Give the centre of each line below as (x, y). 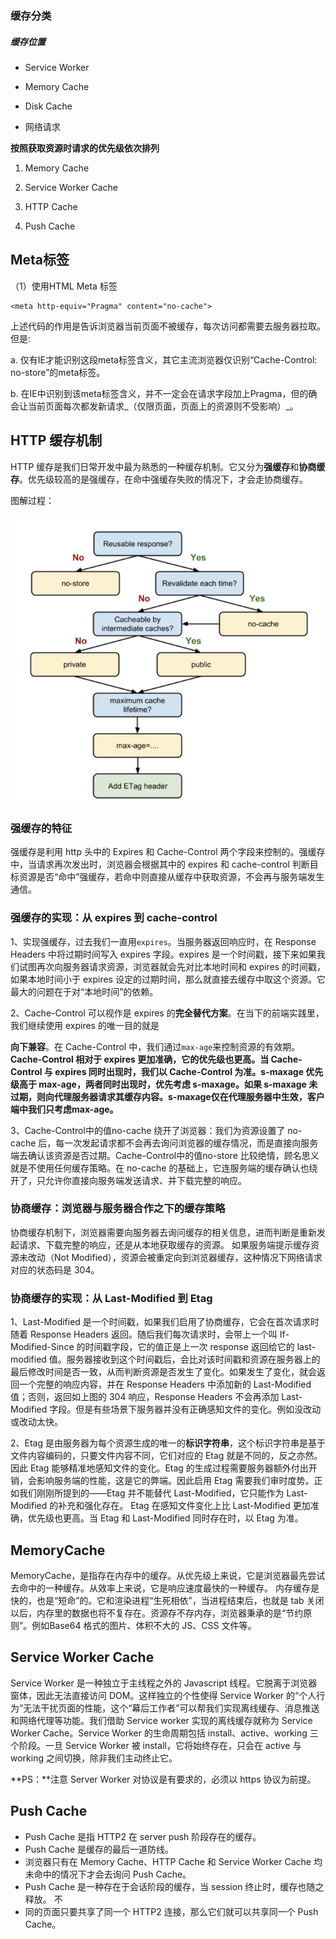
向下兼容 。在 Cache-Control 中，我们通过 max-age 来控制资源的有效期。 (155, 1046)
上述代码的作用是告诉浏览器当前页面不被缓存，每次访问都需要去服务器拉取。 (168, 326)
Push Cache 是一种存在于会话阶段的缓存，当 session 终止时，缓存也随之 (174, 1886)
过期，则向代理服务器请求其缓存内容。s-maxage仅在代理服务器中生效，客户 (167, 1096)
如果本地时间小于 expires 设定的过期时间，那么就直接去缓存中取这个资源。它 (168, 979)
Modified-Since (42, 1347)
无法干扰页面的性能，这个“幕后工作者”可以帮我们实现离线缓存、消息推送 (171, 1708)
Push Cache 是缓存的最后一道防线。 (99, 1849)
